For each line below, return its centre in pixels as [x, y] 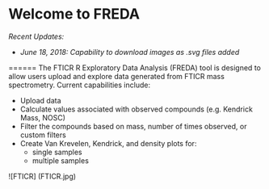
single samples [57, 152]
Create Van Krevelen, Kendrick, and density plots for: [108, 143]
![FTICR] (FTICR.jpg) [42, 176]
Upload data [41, 100]
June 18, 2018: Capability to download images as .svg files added [130, 52]
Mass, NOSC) [43, 117]
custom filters [43, 135]
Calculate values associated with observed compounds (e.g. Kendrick [136, 109]
